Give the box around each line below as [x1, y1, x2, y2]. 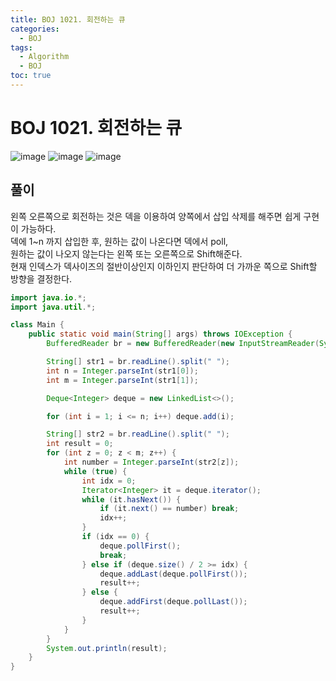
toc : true [10, 71, 52, 81]
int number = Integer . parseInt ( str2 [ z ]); [63, 457, 240, 467]
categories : [10, 24, 60, 34]
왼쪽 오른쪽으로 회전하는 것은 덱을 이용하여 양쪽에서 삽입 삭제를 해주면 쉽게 [10, 210, 302, 222]
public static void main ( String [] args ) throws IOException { [28, 329, 293, 340]
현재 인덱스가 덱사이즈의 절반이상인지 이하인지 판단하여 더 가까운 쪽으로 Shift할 [10, 260, 318, 272]
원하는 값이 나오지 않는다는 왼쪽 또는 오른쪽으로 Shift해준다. [10, 247, 243, 260]
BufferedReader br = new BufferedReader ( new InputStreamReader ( [46, 339, 320, 349]
